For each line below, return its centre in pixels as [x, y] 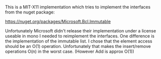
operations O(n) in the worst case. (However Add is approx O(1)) [70, 51]
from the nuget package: [30, 12]
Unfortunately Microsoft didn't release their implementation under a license [80, 31]
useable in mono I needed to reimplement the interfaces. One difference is [80, 36]
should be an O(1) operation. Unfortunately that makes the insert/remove [78, 46]
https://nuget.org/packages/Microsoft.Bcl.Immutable [58, 22]
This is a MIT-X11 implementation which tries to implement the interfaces [78, 7]
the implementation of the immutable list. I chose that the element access [79, 41]
